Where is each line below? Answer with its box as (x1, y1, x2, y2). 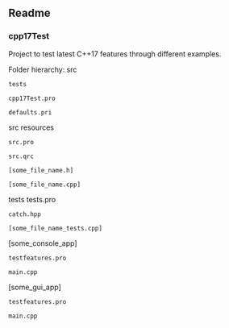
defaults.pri (8, 108, 52, 116)
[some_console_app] (8, 238, 78, 248)
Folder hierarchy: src (8, 64, 77, 74)
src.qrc (8, 152, 35, 160)
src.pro (8, 138, 35, 146)
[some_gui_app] (8, 282, 62, 292)
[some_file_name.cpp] (8, 181, 81, 189)
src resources (8, 122, 55, 132)
